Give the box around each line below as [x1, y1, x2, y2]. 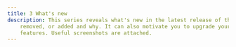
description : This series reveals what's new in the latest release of [7, 17, 221, 23]
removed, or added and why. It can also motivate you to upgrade [20, 23, 216, 30]
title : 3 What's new [7, 10, 68, 17]
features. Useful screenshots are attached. [20, 29, 152, 37]
